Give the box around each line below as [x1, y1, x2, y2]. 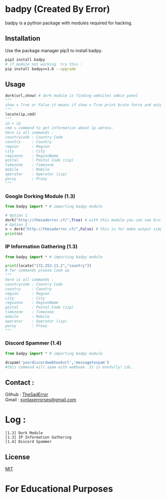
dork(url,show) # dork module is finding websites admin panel [5, 93, 138, 98]
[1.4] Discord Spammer [5, 439, 52, 444]
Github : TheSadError [5, 391, 48, 398]
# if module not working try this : [5, 62, 83, 67]
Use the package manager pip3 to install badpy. [5, 47, 103, 53]
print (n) [5, 231, 23, 236]
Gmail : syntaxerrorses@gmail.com [5, 397, 77, 403]
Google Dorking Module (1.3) [5, 193, 76, 200]
